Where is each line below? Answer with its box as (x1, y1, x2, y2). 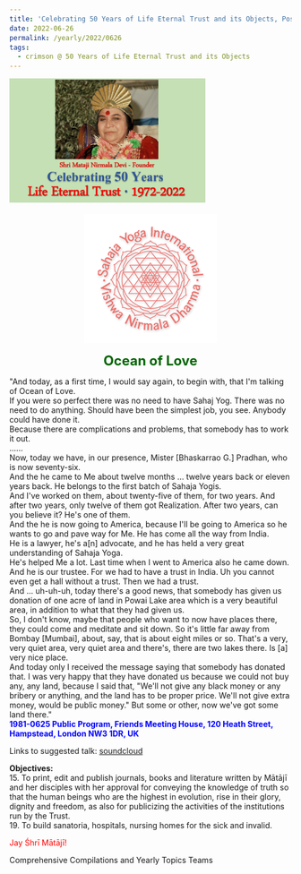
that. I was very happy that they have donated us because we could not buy (9, 671, 289, 681)
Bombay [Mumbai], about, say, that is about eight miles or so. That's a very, (9, 632, 288, 644)
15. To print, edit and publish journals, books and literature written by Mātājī (9, 772, 288, 783)
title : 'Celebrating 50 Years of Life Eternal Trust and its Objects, (9, 14, 279, 23)
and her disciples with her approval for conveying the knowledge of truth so (9, 782, 289, 793)
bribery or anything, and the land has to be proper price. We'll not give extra (9, 690, 290, 700)
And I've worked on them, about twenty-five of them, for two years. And (9, 490, 276, 501)
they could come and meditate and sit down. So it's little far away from (9, 623, 271, 634)
